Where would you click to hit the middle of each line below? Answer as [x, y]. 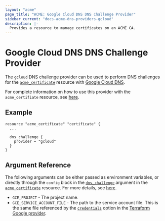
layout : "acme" [21, 10]
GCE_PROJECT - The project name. [45, 197]
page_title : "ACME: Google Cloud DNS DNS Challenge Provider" [70, 14]
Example [19, 113]
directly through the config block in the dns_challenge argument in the [77, 182]
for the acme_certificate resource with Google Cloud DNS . [65, 82]
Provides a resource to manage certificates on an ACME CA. [73, 28]
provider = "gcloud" [35, 141]
